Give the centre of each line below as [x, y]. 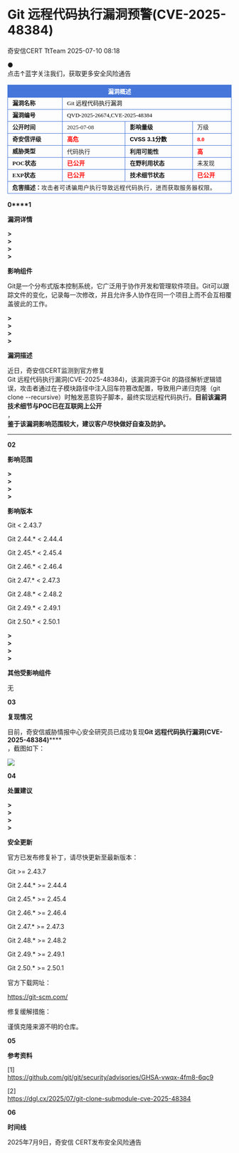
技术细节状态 [147, 175]
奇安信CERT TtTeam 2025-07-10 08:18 [64, 51]
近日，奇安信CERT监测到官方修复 [56, 370]
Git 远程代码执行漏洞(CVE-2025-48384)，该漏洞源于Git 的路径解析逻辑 [111, 379]
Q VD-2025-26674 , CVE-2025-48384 [110, 115]
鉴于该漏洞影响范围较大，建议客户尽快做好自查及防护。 [88, 423]
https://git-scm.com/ [38, 997]
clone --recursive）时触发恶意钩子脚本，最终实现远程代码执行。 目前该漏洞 [117, 397]
